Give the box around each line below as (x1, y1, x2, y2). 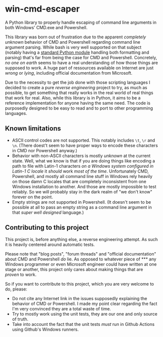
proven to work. (5, 272, 37, 277)
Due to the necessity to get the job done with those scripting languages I (5, 79, 150, 85)
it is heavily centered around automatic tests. (5, 241, 95, 247)
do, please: (5, 286, 28, 292)
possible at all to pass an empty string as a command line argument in (12, 204, 152, 210)
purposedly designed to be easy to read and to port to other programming (5, 105, 153, 111)
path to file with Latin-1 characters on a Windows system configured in (12, 163, 154, 169)
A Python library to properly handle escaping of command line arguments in (5, 19, 157, 25)
